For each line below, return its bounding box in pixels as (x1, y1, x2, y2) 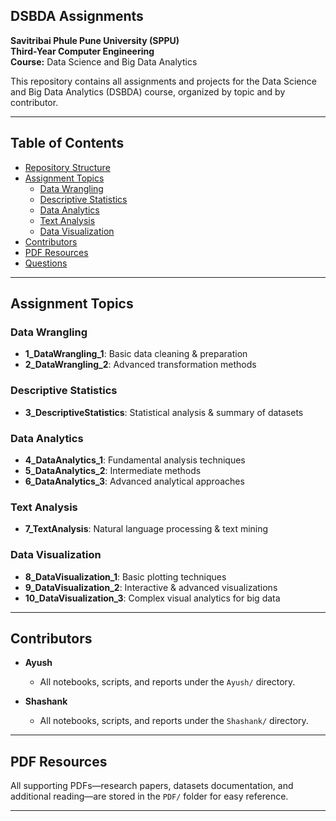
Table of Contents (10, 135, 125, 152)
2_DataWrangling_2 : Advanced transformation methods (24, 359, 257, 371)
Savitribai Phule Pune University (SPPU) (10, 34, 180, 46)
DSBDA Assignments (10, 8, 144, 25)
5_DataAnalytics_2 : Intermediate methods (24, 464, 202, 476)
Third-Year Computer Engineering (10, 45, 155, 57)
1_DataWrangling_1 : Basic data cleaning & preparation (24, 348, 248, 360)
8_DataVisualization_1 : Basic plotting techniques (24, 570, 227, 583)
